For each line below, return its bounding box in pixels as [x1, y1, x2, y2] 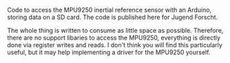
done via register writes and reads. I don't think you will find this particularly [7, 41, 222, 49]
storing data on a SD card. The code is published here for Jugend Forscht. [7, 13, 218, 21]
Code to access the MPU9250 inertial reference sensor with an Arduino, [7, 6, 212, 14]
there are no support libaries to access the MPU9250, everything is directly [7, 34, 221, 42]
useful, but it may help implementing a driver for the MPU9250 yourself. [7, 48, 211, 56]
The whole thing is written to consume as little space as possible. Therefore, [7, 27, 224, 34]
